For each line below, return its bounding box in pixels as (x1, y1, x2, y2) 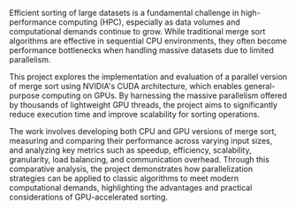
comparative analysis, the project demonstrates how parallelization (9, 163, 254, 174)
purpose (9, 90, 40, 101)
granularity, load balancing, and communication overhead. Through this (9, 154, 269, 164)
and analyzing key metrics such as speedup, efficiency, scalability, (9, 145, 252, 155)
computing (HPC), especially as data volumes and (58, 17, 240, 27)
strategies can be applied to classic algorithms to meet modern (9, 173, 239, 184)
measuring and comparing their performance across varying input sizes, (9, 136, 273, 146)
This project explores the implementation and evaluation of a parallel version (9, 72, 288, 82)
